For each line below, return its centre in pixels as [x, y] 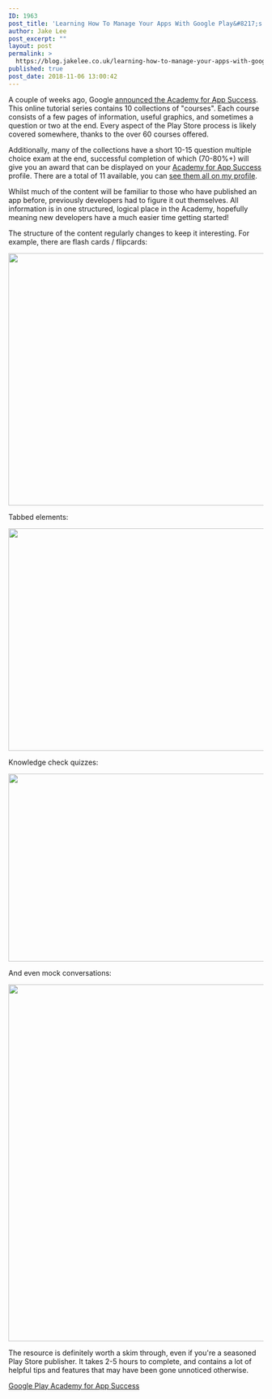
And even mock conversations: [60, 972]
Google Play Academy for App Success [74, 1385]
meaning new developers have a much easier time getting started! [119, 217]
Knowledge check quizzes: [53, 762]
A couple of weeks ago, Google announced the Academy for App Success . [134, 99]
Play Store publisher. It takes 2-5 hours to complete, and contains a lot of [130, 1361]
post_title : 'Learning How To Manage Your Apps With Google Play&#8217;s [136, 24]
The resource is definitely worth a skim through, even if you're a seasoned [132, 1353]
